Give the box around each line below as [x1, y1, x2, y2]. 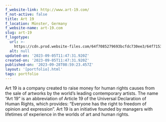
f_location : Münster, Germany [5, 21, 68, 26]
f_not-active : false [5, 12, 48, 17]
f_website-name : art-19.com [5, 26, 63, 31]
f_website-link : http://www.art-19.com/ [5, 7, 90, 12]
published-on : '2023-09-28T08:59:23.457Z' [5, 62, 94, 67]
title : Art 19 [5, 16, 35, 21]
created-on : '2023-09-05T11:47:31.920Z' [5, 58, 90, 63]
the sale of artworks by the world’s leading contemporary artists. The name [5, 90, 159, 96]
